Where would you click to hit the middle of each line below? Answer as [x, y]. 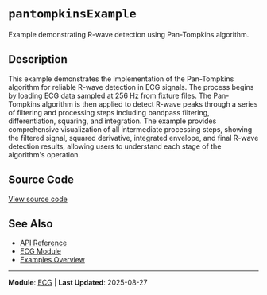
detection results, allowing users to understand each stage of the [115, 146]
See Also [31, 224]
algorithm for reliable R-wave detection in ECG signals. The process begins [131, 87]
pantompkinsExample [72, 14]
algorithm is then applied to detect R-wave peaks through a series [150, 104]
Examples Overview [52, 260]
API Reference [43, 243]
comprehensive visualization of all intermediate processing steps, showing [130, 129]
